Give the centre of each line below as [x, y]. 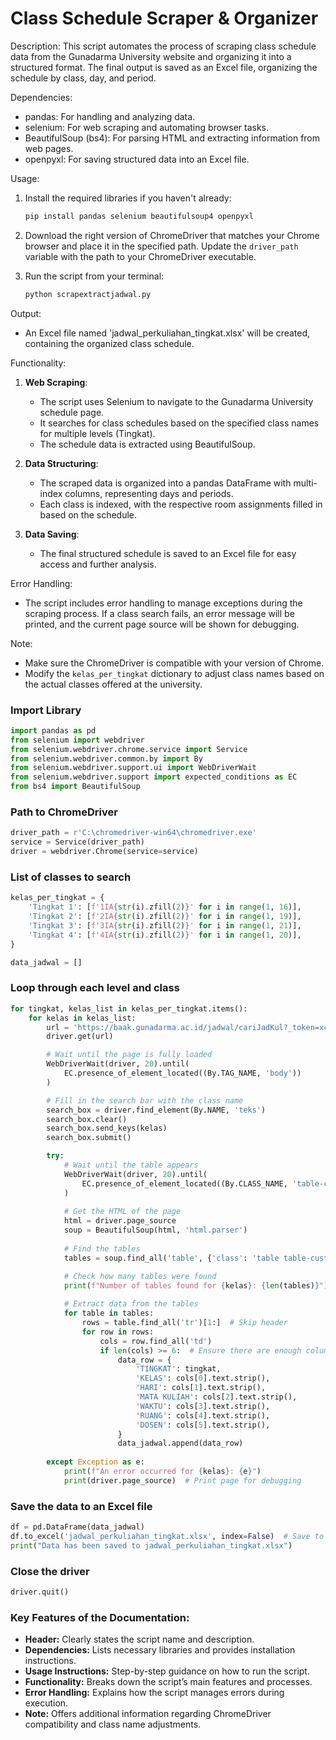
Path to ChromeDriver [64, 812]
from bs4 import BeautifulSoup [75, 787]
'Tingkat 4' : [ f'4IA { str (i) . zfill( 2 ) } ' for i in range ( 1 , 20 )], [165, 935]
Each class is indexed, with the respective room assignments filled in [181, 504]
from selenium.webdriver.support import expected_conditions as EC [154, 777]
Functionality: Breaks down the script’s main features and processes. [168, 1682]
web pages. [49, 148]
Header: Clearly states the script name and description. [139, 1639]
